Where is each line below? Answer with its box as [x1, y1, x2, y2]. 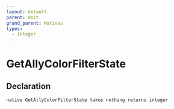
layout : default [6, 8, 47, 15]
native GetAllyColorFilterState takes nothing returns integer [6, 97, 169, 103]
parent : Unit [6, 14, 39, 20]
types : [6, 25, 23, 32]
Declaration [6, 81, 51, 91]
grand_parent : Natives [6, 20, 63, 26]
